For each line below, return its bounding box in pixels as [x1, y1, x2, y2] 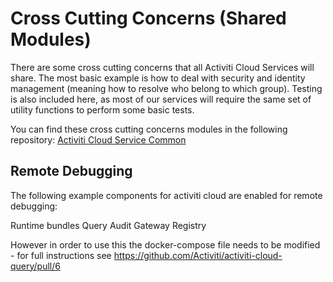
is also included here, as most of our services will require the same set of [10, 93, 312, 105]
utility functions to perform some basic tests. [10, 103, 195, 116]
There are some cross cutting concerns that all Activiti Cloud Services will [10, 61, 315, 73]
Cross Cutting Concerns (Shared [10, 7, 287, 30]
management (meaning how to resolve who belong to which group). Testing [10, 82, 323, 94]
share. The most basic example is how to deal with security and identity [10, 72, 306, 84]
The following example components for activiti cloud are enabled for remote [10, 189, 323, 201]
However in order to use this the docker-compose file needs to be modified [10, 238, 321, 251]
